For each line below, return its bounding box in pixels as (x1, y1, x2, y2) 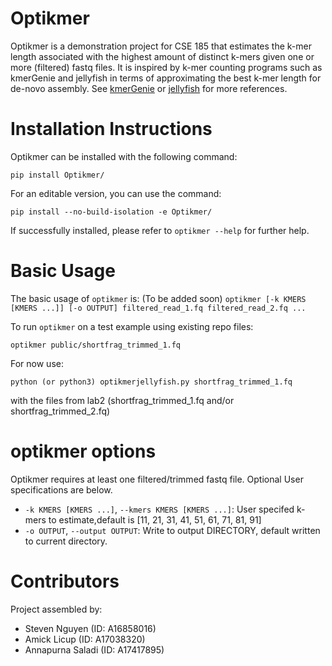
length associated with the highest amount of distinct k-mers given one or (10, 50, 315, 62)
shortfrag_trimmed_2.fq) (10, 405, 111, 417)
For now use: (10, 357, 64, 369)
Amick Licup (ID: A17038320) (24, 633, 146, 645)
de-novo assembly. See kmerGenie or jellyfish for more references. (10, 82, 288, 94)
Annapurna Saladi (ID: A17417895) (24, 643, 165, 656)
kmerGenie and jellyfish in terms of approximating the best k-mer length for (10, 72, 322, 84)
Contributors (10, 570, 120, 592)
